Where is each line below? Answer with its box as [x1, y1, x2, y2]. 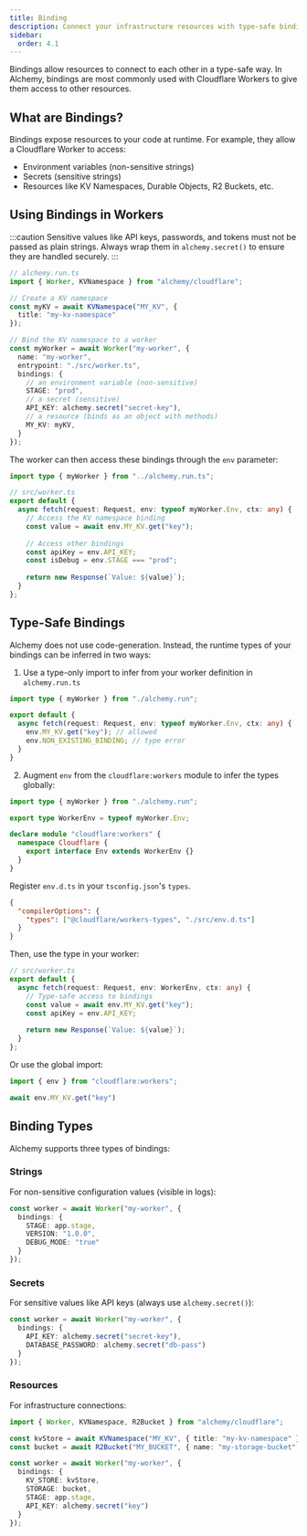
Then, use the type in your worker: [9, 949, 140, 960]
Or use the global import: [9, 1058, 103, 1069]
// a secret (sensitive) [26, 395, 121, 405]
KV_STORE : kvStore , [26, 1476, 101, 1485]
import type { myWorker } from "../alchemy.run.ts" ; [9, 471, 215, 480]
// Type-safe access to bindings [26, 992, 153, 1001]
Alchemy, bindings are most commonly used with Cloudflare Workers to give [9, 74, 298, 85]
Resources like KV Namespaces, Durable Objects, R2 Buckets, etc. [22, 181, 274, 192]
